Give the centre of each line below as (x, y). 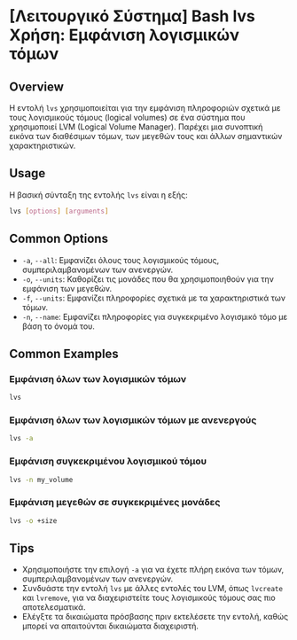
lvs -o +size (33, 520)
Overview (37, 86)
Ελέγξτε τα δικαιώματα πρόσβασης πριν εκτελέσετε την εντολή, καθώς (155, 617)
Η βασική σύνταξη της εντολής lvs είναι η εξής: (98, 195)
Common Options (59, 239)
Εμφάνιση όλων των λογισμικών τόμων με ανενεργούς (133, 420)
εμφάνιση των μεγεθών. (67, 288)
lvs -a (21, 439)
